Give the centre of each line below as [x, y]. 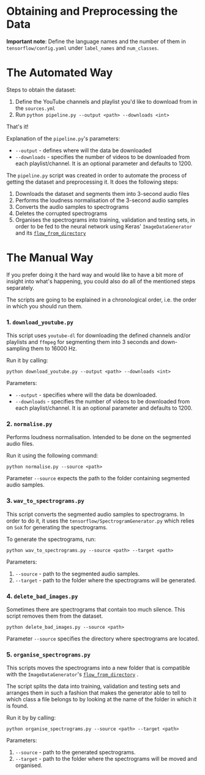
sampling [18, 349]
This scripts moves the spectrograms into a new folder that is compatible [99, 668]
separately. [20, 287]
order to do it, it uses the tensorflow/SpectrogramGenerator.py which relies [100, 521]
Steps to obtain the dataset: [41, 90]
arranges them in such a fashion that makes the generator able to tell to [96, 693]
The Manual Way [50, 258]
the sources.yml [35, 108]
